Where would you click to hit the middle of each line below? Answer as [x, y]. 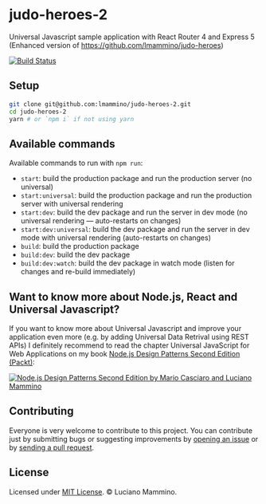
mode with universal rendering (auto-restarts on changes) [116, 238]
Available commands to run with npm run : [76, 163]
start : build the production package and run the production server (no [136, 179]
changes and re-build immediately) [78, 272]
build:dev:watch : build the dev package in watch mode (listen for [127, 263]
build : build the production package [80, 246]
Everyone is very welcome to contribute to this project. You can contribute [131, 430]
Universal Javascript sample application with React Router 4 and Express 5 [132, 37]
